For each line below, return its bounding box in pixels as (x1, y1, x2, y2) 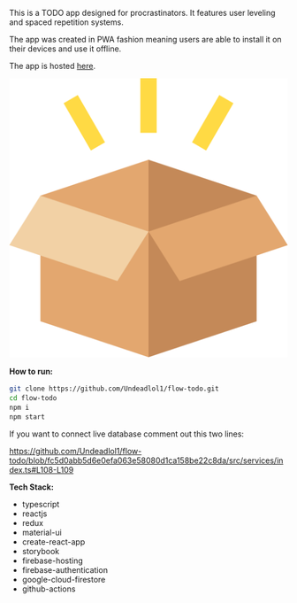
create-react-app (21, 536, 86, 547)
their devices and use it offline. (9, 43, 122, 54)
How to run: (9, 367, 53, 376)
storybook (21, 545, 60, 556)
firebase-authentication (21, 564, 109, 575)
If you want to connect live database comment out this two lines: (9, 429, 245, 439)
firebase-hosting (21, 555, 84, 566)
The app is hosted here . (9, 61, 95, 71)
